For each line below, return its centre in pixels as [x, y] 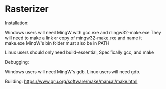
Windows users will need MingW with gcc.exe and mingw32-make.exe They [83, 32]
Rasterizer [27, 9]
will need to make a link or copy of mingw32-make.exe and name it [74, 38]
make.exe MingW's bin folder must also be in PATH [57, 43]
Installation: [17, 23]
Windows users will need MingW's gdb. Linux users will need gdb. [73, 71]
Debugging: [17, 62]
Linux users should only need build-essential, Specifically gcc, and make [80, 52]
